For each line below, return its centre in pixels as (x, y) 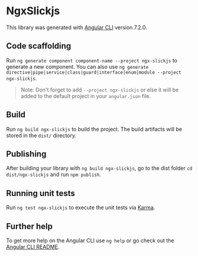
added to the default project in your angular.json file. (86, 96)
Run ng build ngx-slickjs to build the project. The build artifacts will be (94, 129)
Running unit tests (41, 193)
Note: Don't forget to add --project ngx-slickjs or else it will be (100, 90)
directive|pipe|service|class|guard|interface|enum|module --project (94, 72)
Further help (30, 226)
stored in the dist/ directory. (41, 135)
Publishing (26, 154)
